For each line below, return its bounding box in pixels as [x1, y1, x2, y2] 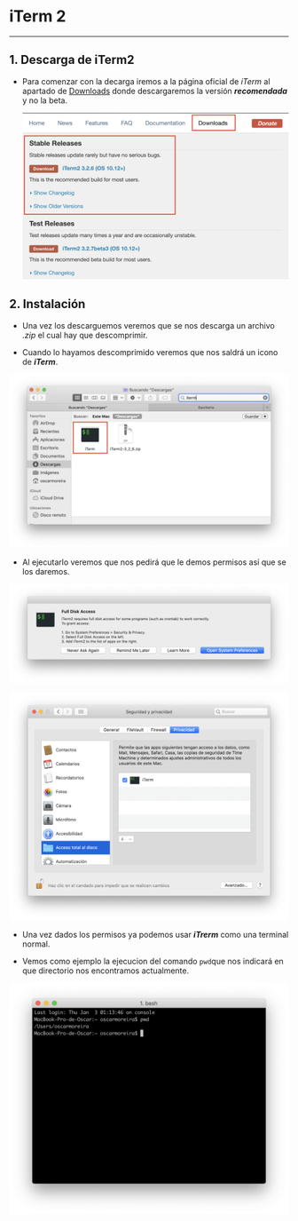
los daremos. [21, 566, 70, 576]
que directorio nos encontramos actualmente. [21, 965, 189, 976]
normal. [21, 939, 51, 949]
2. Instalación [9, 297, 86, 312]
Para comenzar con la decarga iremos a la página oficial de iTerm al [21, 75, 271, 86]
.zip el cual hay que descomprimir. [21, 329, 148, 340]
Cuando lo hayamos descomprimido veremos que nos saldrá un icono [21, 346, 278, 357]
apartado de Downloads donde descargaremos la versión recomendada [21, 85, 288, 96]
